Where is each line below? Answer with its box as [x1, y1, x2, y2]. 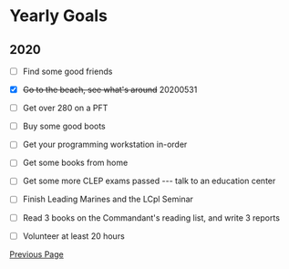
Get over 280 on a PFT [22, 102, 108, 114]
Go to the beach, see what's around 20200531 [22, 84, 198, 96]
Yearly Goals [9, 5, 108, 26]
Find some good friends [22, 66, 113, 77]
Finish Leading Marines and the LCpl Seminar [22, 193, 194, 205]
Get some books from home [22, 157, 129, 169]
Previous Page [9, 248, 64, 260]
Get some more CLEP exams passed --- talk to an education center [22, 175, 276, 187]
